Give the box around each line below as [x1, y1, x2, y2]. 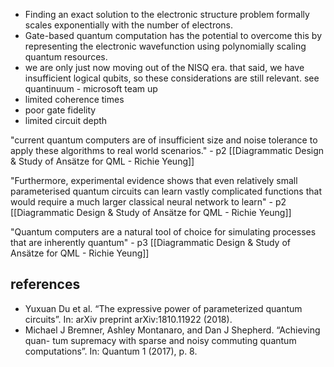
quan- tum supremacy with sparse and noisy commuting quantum [24, 334, 297, 346]
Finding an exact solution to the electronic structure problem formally [24, 9, 310, 20]
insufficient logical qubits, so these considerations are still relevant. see [24, 72, 320, 84]
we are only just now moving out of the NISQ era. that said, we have [24, 62, 305, 73]
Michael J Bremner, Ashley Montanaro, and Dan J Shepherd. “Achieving [24, 324, 321, 336]
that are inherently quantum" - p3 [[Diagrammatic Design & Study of [10, 237, 291, 248]
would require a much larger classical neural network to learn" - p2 [10, 196, 287, 208]
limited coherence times [24, 94, 125, 105]
